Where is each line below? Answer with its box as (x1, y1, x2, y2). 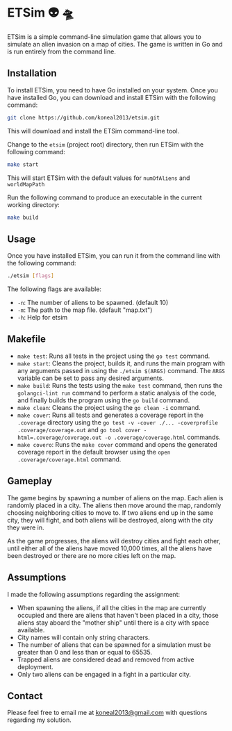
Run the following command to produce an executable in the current (7, 193, 203, 202)
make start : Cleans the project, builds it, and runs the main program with (17, 359, 226, 368)
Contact (7, 690, 43, 702)
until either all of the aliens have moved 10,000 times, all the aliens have (7, 544, 213, 552)
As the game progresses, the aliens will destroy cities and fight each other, (7, 536, 221, 545)
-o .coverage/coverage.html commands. (104, 433, 221, 441)
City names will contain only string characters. (17, 633, 151, 641)
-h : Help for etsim (17, 313, 68, 322)
